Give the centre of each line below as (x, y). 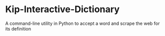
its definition (18, 28)
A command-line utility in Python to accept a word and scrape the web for (82, 23)
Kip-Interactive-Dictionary (62, 9)
